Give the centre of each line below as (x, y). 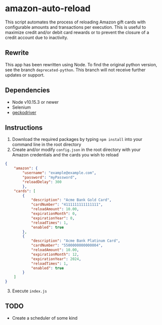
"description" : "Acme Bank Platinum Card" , (75, 241)
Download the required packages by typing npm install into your (77, 139)
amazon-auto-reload (48, 9)
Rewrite (17, 53)
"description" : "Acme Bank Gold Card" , (71, 200)
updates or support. (25, 75)
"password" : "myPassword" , (50, 177)
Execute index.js (29, 291)
